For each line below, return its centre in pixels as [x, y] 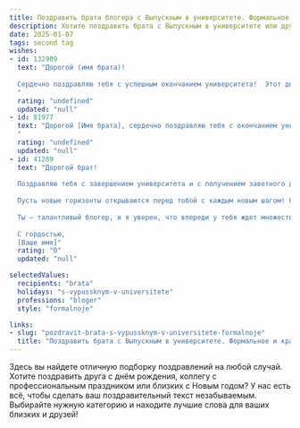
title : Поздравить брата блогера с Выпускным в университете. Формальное [150, 17]
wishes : [24, 51]
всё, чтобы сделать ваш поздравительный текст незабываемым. [133, 395]
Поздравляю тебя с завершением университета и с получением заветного [151, 184]
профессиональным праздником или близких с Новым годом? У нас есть [150, 385]
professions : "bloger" [59, 300]
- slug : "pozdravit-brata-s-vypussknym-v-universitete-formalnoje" [137, 333]
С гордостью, [42, 234]
